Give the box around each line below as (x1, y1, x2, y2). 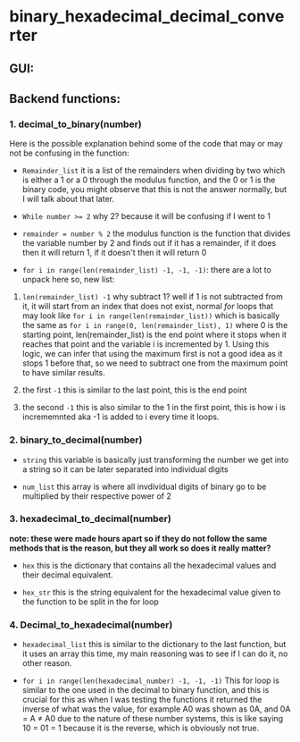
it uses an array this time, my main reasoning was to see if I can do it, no (21, 648, 288, 659)
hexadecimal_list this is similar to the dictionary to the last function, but (21, 639, 287, 650)
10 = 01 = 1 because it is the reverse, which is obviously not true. (21, 722, 260, 734)
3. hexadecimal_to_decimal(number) (9, 512, 171, 525)
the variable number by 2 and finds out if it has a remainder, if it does (21, 238, 277, 249)
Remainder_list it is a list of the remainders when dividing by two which (21, 165, 286, 176)
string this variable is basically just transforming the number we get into (21, 454, 289, 465)
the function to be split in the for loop (21, 596, 159, 607)
